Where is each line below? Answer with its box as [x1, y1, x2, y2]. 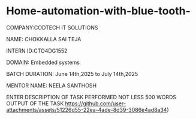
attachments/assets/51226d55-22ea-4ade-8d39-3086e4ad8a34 [6, 106, 167, 113]
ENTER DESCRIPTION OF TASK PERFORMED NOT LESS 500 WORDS [6, 93, 177, 100]
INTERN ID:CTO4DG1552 [6, 47, 68, 54]
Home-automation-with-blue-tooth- [6, 4, 191, 18]
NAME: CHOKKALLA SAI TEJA [6, 35, 82, 42]
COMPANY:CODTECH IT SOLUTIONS [6, 24, 98, 31]
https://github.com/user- [65, 100, 126, 107]
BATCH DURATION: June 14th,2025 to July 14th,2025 [6, 70, 138, 77]
